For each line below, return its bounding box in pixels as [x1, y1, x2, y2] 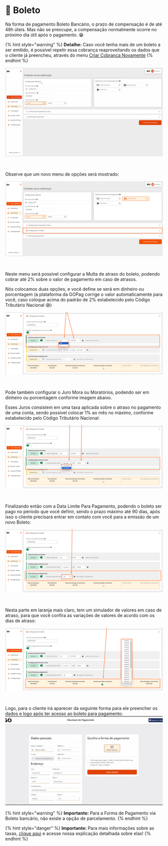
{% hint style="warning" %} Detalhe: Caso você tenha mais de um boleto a [5, 41, 161, 47]
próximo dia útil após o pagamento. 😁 [5, 32, 84, 38]
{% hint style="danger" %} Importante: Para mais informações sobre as [5, 825, 154, 831]
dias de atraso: [5, 618, 36, 624]
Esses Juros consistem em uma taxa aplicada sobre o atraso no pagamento [5, 404, 161, 410]
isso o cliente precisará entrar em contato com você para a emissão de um [5, 514, 159, 520]
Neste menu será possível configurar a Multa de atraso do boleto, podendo [5, 271, 160, 277]
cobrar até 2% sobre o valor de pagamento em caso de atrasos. [5, 276, 137, 282]
